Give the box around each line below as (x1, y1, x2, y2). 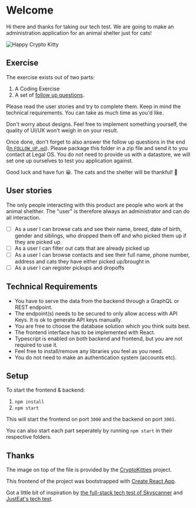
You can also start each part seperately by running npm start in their (6, 427, 173, 434)
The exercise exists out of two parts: (6, 73, 95, 80)
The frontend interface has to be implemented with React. (14, 328, 155, 336)
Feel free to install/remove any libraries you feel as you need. (14, 347, 164, 354)
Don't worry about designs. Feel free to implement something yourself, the (6, 121, 187, 128)
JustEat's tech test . (6, 496, 53, 503)
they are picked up (14, 238, 61, 245)
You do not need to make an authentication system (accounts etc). (14, 354, 177, 361)
